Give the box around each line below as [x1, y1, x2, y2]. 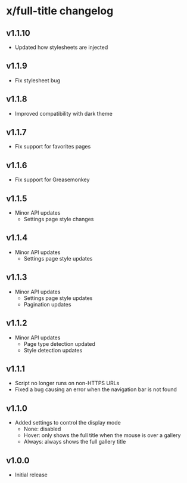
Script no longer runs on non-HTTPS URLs [14, 380, 120, 387]
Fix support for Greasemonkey [14, 176, 90, 183]
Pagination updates [23, 301, 71, 308]
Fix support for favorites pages [14, 143, 91, 150]
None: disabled [23, 425, 61, 433]
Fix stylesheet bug [14, 76, 61, 84]
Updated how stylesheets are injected [14, 44, 108, 51]
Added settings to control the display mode [14, 419, 121, 426]
